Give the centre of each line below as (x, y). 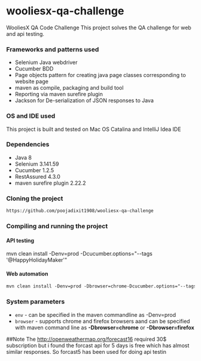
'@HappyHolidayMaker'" (37, 260)
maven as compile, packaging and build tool (69, 88)
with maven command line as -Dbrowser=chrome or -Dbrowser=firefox (104, 328)
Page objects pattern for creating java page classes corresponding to (100, 75)
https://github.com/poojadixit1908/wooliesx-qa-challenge (80, 211)
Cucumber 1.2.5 (34, 170)
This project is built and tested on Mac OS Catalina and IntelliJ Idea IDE (94, 129)
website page (32, 81)
